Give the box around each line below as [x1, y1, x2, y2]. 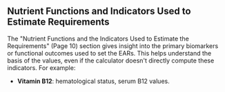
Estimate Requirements [7, 16, 110, 28]
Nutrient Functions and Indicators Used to [7, 5, 191, 17]
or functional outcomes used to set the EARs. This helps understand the [7, 49, 212, 57]
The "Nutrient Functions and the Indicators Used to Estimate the [7, 34, 190, 43]
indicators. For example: [7, 63, 76, 71]
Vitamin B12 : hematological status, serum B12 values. [17, 77, 170, 85]
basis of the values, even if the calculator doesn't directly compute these [7, 56, 215, 65]
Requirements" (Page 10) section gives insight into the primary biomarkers [7, 41, 219, 50]
